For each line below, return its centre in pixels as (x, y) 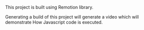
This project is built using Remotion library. (49, 7)
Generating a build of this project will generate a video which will (72, 17)
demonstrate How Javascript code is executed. (54, 22)
